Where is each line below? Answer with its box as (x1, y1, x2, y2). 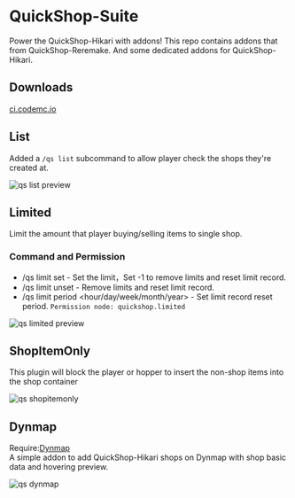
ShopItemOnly (9, 344, 91, 359)
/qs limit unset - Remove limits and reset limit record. (21, 282, 215, 292)
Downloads (9, 80, 74, 95)
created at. (9, 162, 49, 173)
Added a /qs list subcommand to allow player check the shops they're (9, 152, 272, 163)
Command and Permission (9, 251, 126, 263)
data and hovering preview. (9, 462, 109, 472)
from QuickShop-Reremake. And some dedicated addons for (9, 44, 231, 55)
